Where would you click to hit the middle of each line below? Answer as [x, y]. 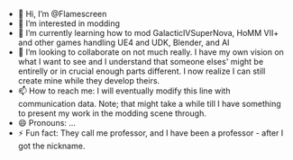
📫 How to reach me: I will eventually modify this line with [124, 91]
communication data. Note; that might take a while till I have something [149, 104]
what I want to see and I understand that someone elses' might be [141, 62]
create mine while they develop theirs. [89, 80]
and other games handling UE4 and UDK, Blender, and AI [124, 42]
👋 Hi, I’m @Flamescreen [62, 14]
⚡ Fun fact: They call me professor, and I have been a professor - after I [151, 133]
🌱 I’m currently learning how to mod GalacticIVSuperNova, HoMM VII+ [148, 33]
